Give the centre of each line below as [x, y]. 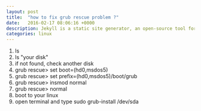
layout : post [22, 12]
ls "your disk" [32, 57]
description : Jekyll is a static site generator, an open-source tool [96, 28]
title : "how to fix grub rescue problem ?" [63, 17]
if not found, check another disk [54, 64]
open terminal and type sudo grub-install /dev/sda [77, 101]
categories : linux [29, 34]
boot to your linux [36, 95]
